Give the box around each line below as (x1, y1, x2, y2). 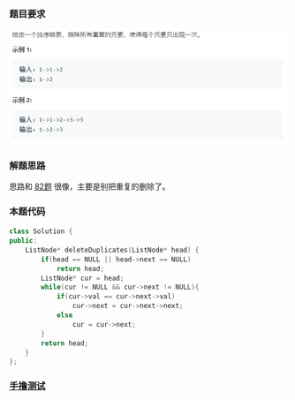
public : (9, 237, 38, 245)
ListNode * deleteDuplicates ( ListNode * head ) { (25, 245, 200, 254)
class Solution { (9, 227, 73, 236)
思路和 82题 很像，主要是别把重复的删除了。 (9, 181, 170, 192)
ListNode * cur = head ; (41, 274, 125, 283)
